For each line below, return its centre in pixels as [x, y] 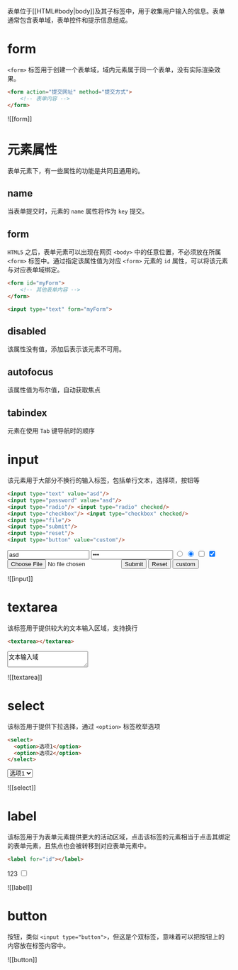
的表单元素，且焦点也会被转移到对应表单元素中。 [79, 846]
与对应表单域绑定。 [35, 270]
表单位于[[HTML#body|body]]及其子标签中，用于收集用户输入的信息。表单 [116, 11]
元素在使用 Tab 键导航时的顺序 [51, 431]
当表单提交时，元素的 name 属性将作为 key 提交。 [78, 211]
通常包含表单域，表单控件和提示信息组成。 [69, 20]
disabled [27, 332]
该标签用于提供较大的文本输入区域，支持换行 [73, 628]
